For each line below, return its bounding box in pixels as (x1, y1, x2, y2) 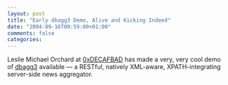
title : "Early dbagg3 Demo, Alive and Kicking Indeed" (7, 17, 171, 24)
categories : (7, 36, 42, 43)
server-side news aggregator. (7, 70, 93, 79)
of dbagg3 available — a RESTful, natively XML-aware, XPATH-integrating (7, 63, 221, 71)
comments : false (7, 29, 55, 37)
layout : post (7, 10, 46, 17)
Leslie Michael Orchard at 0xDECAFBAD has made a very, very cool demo (7, 55, 221, 63)
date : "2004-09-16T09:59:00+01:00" (7, 23, 112, 30)
